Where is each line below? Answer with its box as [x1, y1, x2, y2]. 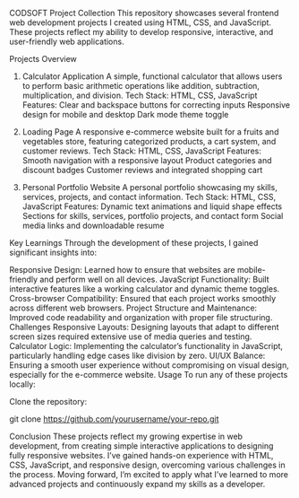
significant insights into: [9, 247, 97, 258]
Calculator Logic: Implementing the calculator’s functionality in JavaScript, [9, 341, 284, 351]
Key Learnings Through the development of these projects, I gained [9, 238, 259, 248]
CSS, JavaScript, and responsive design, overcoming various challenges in [9, 459, 286, 470]
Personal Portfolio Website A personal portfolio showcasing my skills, [21, 182, 278, 192]
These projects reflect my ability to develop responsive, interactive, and [9, 27, 274, 37]
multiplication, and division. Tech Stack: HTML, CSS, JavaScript [21, 90, 258, 100]
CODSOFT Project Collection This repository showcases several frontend [9, 8, 279, 18]
